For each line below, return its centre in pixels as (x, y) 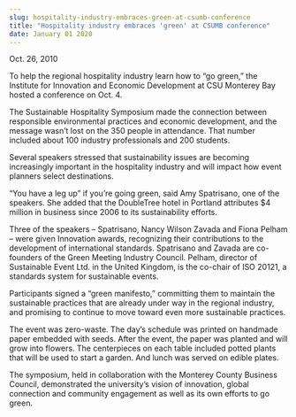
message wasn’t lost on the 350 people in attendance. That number (133, 131)
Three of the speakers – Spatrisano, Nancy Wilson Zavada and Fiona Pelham (148, 229)
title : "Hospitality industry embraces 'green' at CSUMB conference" (140, 26)
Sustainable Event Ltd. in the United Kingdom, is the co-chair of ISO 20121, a (148, 267)
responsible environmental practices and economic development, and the (143, 121)
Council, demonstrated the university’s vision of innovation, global (129, 384)
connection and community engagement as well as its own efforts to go (140, 394)
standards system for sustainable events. (84, 276)
